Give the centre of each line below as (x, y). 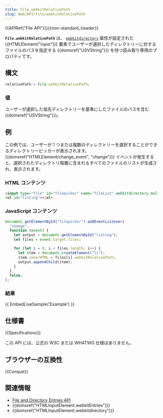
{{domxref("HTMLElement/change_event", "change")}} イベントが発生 (75, 157)
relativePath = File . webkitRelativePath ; (48, 85)
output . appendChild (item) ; (45, 262)
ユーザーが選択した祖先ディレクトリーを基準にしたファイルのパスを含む (77, 109)
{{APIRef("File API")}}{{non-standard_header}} (52, 28)
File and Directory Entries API (41, 400)
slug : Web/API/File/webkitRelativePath (45, 14)
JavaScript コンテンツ (31, 211)
